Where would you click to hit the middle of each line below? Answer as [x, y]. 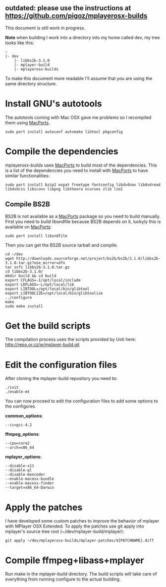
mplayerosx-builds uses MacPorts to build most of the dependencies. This [81, 165]
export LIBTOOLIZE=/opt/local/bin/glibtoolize [54, 293]
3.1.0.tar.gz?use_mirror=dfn [35, 263]
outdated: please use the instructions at [68, 8]
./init [12, 388]
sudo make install [24, 306]
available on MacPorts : [28, 227]
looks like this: [20, 43]
